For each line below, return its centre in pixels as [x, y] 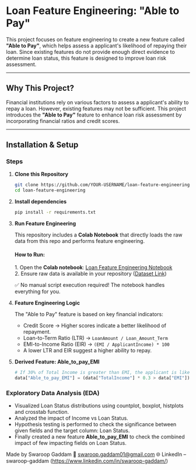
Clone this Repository [41, 174]
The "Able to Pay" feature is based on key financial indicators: [89, 314]
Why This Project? [40, 88]
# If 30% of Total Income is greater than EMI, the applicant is [95, 373]
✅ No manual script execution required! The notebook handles [90, 285]
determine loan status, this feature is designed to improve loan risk [86, 58]
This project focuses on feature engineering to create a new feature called [95, 39]
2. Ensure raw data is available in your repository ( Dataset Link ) [91, 274]
